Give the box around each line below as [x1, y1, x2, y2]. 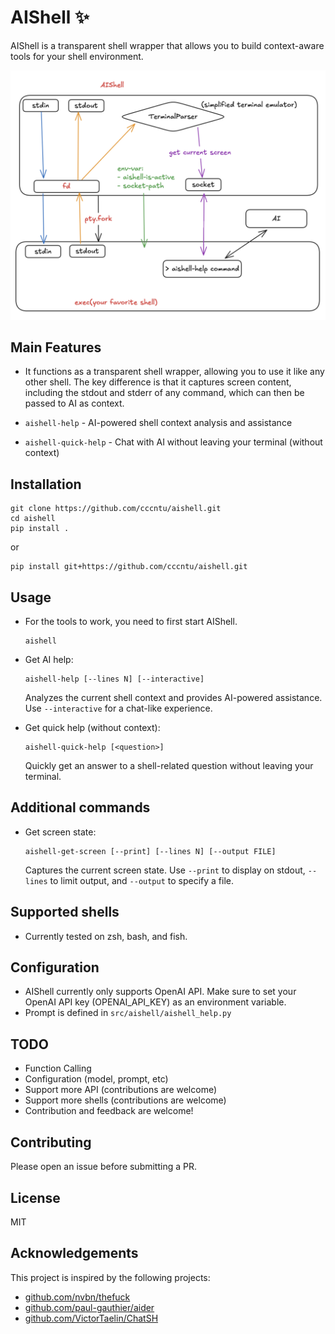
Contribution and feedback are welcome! [24, 1105, 194, 1117]
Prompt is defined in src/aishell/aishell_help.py [24, 1007, 232, 1019]
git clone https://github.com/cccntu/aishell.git [10, 504, 222, 514]
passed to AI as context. [24, 397, 125, 410]
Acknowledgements [10, 1245, 139, 1262]
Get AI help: [24, 654, 74, 666]
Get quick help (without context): [24, 722, 161, 734]
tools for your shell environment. [10, 50, 144, 62]
